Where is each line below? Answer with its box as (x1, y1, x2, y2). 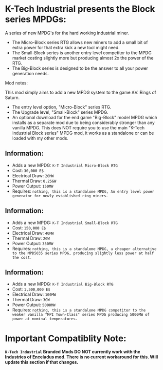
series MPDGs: (5, 14, 67, 25)
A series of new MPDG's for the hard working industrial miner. (5, 30, 129, 36)
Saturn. (5, 94, 20, 101)
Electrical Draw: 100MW (12, 291, 56, 297)
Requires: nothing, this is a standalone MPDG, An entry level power (12, 188, 155, 194)
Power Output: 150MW (12, 183, 54, 189)
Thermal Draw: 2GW (12, 235, 50, 241)
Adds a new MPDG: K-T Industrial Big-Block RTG (12, 281, 113, 287)
